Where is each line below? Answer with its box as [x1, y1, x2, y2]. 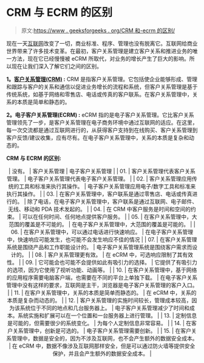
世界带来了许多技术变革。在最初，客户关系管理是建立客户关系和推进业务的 [6, 47, 192, 55]
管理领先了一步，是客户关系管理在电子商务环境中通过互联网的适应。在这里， [6, 119, 198, 126]
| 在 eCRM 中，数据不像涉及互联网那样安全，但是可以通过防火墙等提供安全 [8, 342, 195, 350]
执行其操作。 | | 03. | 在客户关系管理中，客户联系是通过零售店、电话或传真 [6, 190, 192, 198]
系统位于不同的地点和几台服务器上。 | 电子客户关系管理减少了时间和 [19, 304, 190, 311]
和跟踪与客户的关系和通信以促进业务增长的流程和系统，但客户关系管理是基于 [6, 83, 198, 90]
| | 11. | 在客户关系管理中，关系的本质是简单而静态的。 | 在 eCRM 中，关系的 [7, 289, 197, 296]
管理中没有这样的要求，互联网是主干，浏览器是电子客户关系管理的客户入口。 [6, 281, 198, 289]
